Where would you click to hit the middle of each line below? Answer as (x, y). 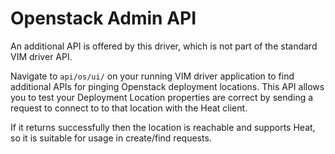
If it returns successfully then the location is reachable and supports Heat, (163, 127)
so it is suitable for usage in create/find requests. (111, 138)
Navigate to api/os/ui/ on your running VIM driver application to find (152, 76)
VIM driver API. (41, 56)
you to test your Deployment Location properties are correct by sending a (162, 97)
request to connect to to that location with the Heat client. (129, 108)
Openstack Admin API (103, 18)
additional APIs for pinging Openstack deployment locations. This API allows (167, 86)
